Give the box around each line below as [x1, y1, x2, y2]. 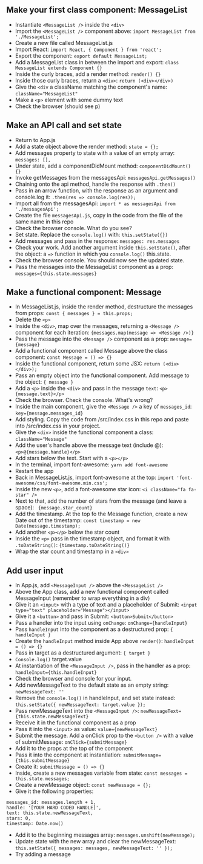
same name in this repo [15, 218, 74, 225]
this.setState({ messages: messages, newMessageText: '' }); [15, 845, 173, 852]
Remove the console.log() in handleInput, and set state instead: [15, 695, 176, 702]
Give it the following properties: [15, 787, 94, 795]
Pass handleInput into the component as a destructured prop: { [15, 625, 173, 633]
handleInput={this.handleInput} [15, 670, 97, 676]
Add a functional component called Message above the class [15, 347, 168, 355]
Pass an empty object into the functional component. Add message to [15, 372, 190, 379]
